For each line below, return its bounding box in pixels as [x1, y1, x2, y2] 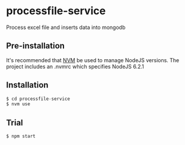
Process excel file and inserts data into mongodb [6, 24, 126, 31]
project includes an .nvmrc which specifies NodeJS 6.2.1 [6, 63, 144, 70]
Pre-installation [6, 41, 65, 51]
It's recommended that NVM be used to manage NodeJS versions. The [6, 56, 180, 63]
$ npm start [6, 133, 36, 140]
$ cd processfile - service [6, 96, 70, 102]
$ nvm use [6, 101, 31, 107]
